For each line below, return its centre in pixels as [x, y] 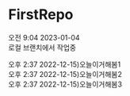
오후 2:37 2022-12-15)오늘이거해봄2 [65, 74]
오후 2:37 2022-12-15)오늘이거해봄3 [65, 84]
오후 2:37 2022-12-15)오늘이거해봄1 [65, 64]
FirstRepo [41, 15]
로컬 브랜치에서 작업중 [42, 47]
